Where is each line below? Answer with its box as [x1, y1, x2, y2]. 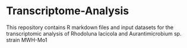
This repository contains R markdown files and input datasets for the [6, 24, 174, 31]
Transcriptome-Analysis [6, 4, 129, 18]
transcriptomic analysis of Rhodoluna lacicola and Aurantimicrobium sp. [6, 30, 182, 37]
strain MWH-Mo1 [6, 36, 47, 43]
